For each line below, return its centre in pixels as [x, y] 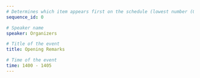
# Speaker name [25, 28]
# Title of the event [33, 44]
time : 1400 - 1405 [29, 66]
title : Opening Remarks [36, 50]
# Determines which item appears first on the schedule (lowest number [97, 12]
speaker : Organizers [32, 33]
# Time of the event [32, 60]
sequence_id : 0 [25, 17]
